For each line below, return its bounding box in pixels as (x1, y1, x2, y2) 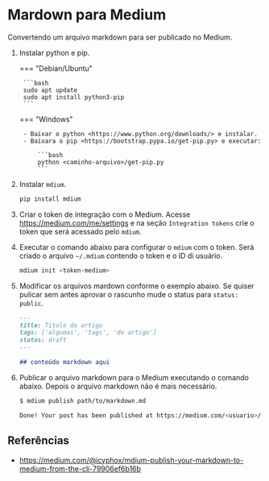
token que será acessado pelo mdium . (19, 226, 142, 236)
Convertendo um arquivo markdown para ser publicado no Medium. (7, 32, 233, 42)
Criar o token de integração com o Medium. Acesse (19, 209, 191, 219)
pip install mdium (19, 195, 81, 203)
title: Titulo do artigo (19, 321, 103, 330)
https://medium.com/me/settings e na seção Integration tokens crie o (19, 218, 255, 227)
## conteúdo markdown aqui (19, 359, 110, 367)
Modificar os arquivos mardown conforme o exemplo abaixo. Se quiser (19, 280, 255, 291)
